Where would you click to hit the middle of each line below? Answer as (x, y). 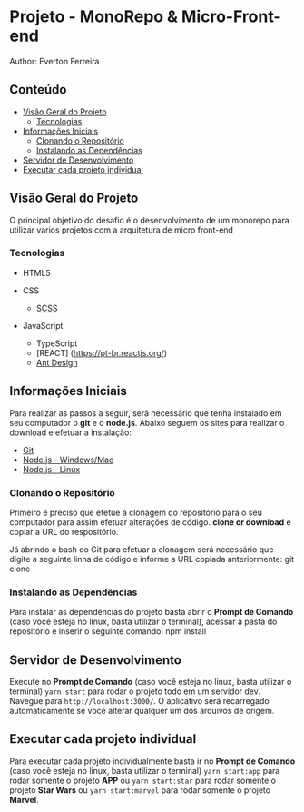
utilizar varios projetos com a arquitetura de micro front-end (122, 230)
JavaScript (43, 325)
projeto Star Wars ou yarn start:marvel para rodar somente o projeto (140, 790)
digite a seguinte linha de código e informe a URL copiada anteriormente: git (152, 559)
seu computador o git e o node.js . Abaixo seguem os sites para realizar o (147, 422)
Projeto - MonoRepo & (94, 17)
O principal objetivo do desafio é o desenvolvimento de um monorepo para (150, 220)
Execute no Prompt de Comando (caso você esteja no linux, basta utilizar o (151, 682)
